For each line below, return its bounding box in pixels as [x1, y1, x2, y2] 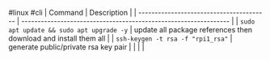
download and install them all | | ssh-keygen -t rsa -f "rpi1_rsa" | [8, 33, 233, 43]
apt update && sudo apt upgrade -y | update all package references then [8, 25, 253, 34]
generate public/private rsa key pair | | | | [8, 42, 145, 52]
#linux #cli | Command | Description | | [8, 8, 137, 17]
